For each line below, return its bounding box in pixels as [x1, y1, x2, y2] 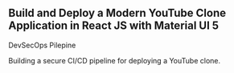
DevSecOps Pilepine [8, 40, 76, 50]
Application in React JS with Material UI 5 [8, 19, 220, 33]
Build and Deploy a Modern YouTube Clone [8, 6, 227, 20]
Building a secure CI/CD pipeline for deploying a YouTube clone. [8, 55, 221, 65]
